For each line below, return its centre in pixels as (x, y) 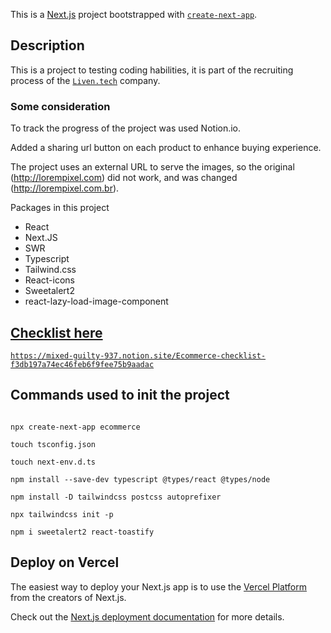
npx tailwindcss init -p (62, 514)
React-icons (49, 280)
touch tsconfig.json (53, 444)
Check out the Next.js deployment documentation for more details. (147, 616)
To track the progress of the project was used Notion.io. (126, 128)
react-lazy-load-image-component (96, 301)
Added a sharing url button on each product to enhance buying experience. (166, 148)
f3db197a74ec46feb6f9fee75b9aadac (82, 364)
